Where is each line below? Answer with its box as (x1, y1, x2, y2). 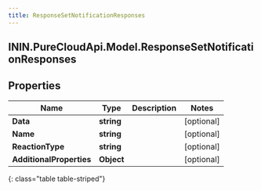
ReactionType (12, 141, 65, 152)
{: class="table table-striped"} (8, 174, 106, 183)
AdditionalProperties (12, 153, 92, 164)
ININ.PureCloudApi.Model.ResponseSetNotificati (8, 41, 254, 54)
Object (99, 153, 125, 164)
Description (132, 103, 177, 114)
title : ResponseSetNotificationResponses (8, 11, 146, 20)
